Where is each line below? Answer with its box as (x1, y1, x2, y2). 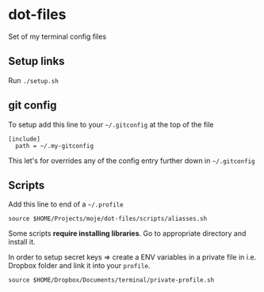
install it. (8, 237, 36, 247)
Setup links (8, 55, 65, 68)
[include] (8, 135, 41, 143)
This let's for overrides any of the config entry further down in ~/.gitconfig (8, 156, 255, 165)
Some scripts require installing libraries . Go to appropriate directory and (8, 229, 247, 238)
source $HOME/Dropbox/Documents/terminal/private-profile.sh (8, 276, 215, 284)
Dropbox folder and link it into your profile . (8, 261, 151, 271)
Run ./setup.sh (8, 75, 59, 85)
